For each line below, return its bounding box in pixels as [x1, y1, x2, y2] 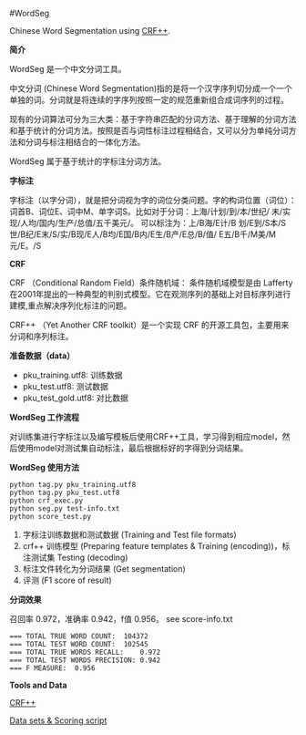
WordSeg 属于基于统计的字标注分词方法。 [9, 156, 167, 167]
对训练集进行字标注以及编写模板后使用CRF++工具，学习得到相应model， [9, 431, 282, 441]
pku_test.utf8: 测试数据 [22, 381, 109, 391]
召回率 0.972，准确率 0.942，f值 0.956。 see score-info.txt [9, 614, 233, 624]
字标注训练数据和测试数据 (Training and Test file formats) [22, 529, 237, 540]
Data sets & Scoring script [9, 715, 107, 726]
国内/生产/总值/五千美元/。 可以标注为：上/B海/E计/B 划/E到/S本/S [39, 218, 287, 228]
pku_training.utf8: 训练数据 [22, 369, 123, 380]
